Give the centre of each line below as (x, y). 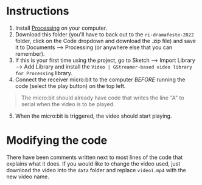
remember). (30, 53)
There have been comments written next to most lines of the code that (95, 157)
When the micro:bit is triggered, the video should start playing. (93, 116)
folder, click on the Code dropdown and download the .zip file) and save (106, 41)
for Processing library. (44, 73)
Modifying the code (57, 140)
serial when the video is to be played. (68, 104)
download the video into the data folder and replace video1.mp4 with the (96, 170)
